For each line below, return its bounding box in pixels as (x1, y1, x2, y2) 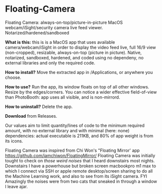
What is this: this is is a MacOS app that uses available (5, 39, 115, 45)
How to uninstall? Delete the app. (5, 104, 73, 109)
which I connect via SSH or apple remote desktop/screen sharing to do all (5, 168, 153, 174)
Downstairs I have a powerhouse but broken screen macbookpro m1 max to (5, 163, 157, 169)
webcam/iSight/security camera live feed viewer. (5, 24, 103, 30)
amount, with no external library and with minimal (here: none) (5, 127, 130, 133)
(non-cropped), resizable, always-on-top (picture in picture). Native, (5, 50, 142, 55)
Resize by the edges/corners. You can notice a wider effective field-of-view (5, 89, 157, 95)
